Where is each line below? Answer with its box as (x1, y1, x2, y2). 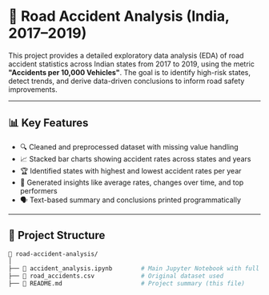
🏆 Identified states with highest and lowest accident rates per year (19, 165, 242, 175)
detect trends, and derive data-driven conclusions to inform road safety (8, 76, 245, 86)
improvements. (8, 84, 58, 94)
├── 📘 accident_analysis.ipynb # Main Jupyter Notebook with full (8, 265, 260, 273)
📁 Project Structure (8, 229, 106, 242)
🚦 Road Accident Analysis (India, (8, 7, 230, 26)
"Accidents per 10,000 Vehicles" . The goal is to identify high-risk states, (8, 67, 251, 77)
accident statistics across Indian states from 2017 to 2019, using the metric (8, 59, 255, 69)
